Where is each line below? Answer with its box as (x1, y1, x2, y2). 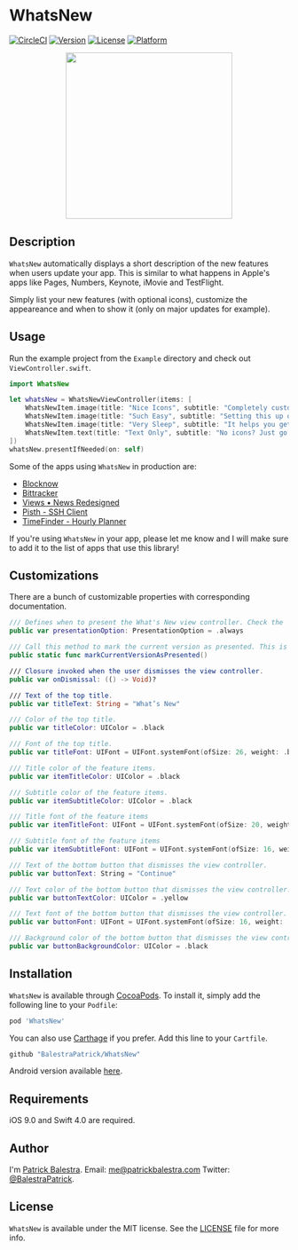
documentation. (9, 601, 67, 612)
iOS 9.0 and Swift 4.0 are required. (9, 1115, 136, 1126)
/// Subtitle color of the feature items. (9, 788, 169, 797)
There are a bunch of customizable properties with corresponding (9, 592, 250, 602)
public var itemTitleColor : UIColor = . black (9, 772, 180, 781)
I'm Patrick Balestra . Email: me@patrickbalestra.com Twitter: (9, 1164, 231, 1175)
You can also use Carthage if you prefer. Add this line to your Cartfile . (9, 1033, 268, 1043)
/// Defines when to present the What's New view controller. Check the (9, 618, 284, 627)
